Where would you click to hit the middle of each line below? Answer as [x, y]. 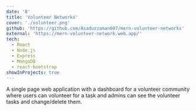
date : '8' [18, 12]
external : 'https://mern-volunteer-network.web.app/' [74, 34]
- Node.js [23, 50]
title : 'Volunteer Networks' [42, 17]
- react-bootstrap [34, 67]
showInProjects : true [33, 72]
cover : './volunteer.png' [38, 23]
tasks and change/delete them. [44, 102]
